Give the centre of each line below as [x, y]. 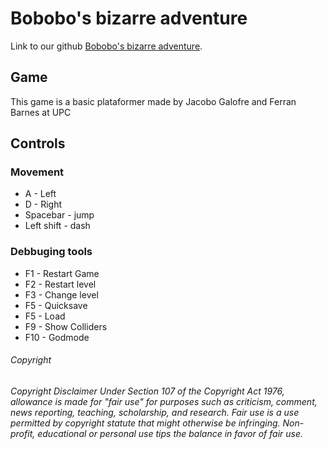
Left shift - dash [57, 226]
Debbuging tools [51, 252]
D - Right [43, 204]
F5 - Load [45, 316]
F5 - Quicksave [56, 305]
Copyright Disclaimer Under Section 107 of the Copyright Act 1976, [147, 391]
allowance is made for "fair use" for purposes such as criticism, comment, [164, 401]
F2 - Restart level [60, 284]
